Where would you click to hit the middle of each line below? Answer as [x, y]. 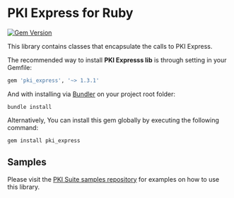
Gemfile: [20, 67]
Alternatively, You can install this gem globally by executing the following [113, 120]
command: [23, 127]
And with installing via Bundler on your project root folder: [91, 94]
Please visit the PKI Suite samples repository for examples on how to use [113, 179]
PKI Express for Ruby [70, 13]
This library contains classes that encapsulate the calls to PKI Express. [110, 46]
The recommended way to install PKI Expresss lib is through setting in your [117, 60]
